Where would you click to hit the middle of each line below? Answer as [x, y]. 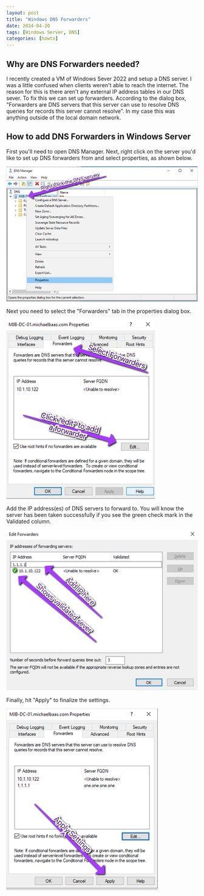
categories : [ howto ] [32, 39]
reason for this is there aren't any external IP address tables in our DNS [95, 91]
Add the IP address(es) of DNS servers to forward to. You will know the [95, 508]
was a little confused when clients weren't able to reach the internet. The [97, 85]
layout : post [23, 13]
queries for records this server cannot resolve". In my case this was [91, 111]
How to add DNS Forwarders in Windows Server [99, 137]
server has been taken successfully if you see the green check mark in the [100, 515]
